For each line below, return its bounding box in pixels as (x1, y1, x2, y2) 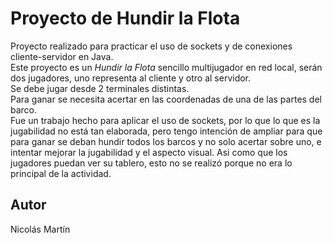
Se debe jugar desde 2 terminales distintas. (10, 82, 190, 94)
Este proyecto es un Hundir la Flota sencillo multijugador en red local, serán (10, 61, 323, 73)
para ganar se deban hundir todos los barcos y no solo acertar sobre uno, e (10, 135, 322, 147)
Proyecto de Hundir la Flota (10, 7, 241, 30)
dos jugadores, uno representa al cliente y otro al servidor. (10, 72, 252, 84)
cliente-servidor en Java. (10, 50, 114, 62)
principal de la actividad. (10, 167, 112, 179)
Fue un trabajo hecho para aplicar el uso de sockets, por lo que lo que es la (10, 114, 321, 126)
